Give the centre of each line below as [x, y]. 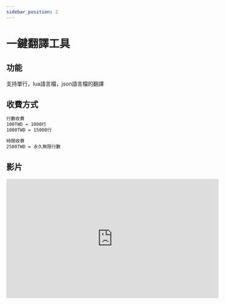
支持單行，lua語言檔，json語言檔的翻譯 [55, 84]
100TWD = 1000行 [26, 125]
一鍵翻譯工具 [39, 44]
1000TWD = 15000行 [29, 130]
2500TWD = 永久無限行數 [33, 147]
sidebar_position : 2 [32, 12]
